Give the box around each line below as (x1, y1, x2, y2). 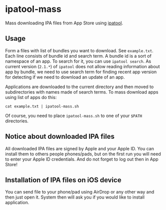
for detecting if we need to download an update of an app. (5, 74, 125, 80)
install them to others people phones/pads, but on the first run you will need (5, 151, 161, 157)
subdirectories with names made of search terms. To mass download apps (5, 89, 159, 95)
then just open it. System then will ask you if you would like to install (5, 194, 145, 200)
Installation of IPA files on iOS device (5, 176, 122, 184)
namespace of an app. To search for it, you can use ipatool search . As (5, 58, 152, 64)
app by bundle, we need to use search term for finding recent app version (5, 69, 157, 75)
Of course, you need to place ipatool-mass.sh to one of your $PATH (5, 112, 142, 118)
